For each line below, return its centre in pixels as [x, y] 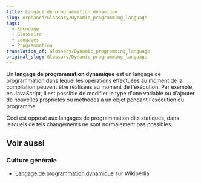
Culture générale [32, 160]
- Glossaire [27, 34]
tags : [13, 23]
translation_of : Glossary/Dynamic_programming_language [78, 51]
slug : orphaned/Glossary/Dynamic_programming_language [77, 18]
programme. [22, 106]
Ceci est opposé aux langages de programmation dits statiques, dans [93, 118]
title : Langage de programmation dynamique [62, 12]
